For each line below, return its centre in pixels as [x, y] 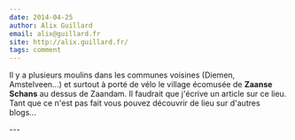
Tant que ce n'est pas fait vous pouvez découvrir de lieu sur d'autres [135, 103]
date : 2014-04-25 [41, 17]
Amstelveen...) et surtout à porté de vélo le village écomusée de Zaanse [141, 85]
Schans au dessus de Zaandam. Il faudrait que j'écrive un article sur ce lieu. [148, 94]
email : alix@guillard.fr [55, 33]
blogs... [23, 113]
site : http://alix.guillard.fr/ [69, 42]
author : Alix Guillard [51, 26]
